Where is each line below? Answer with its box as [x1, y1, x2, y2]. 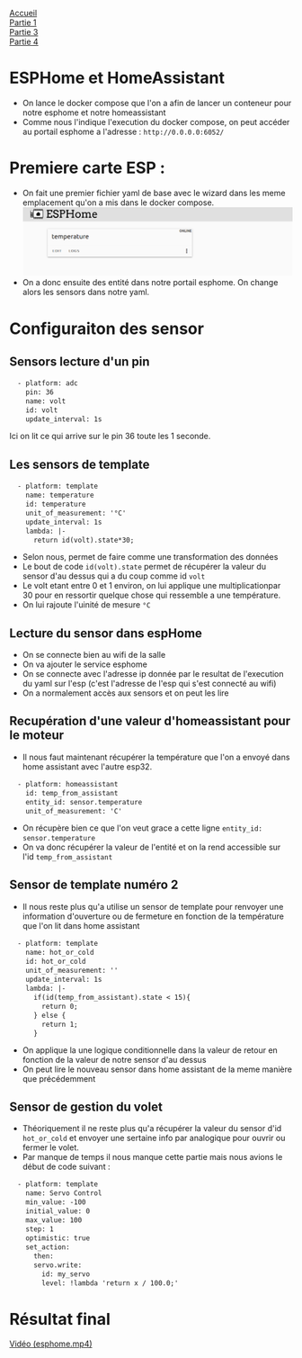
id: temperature [25, 499, 87, 509]
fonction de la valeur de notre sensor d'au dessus [22, 1054, 207, 1065]
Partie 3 [9, 27, 39, 37]
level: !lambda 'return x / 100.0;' [41, 1279, 179, 1288]
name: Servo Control [25, 1189, 102, 1198]
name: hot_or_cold [25, 948, 94, 957]
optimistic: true [25, 1234, 91, 1243]
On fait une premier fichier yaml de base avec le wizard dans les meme [22, 187, 286, 198]
